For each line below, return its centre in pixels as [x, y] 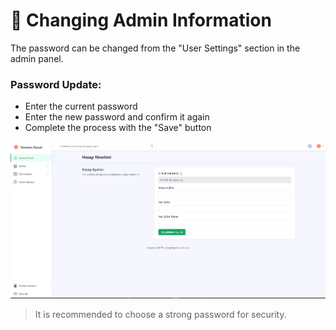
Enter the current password [81, 106]
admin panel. [37, 58]
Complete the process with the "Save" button [118, 128]
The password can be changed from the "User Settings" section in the [155, 48]
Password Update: [56, 84]
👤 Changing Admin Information [141, 20]
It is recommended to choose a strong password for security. [160, 315]
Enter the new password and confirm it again [117, 117]
